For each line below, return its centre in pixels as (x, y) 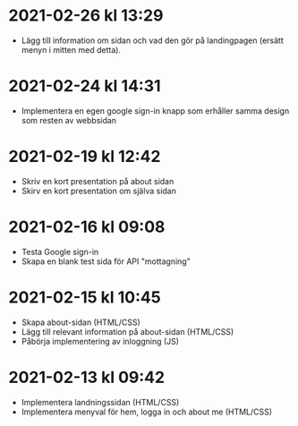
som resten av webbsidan (69, 120)
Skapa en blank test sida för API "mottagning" (106, 261)
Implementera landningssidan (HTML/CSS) (100, 402)
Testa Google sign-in (60, 251)
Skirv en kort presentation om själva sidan (98, 191)
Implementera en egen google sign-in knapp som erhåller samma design (155, 111)
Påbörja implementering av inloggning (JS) (100, 341)
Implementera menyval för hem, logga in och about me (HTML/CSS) (147, 412)
